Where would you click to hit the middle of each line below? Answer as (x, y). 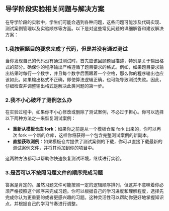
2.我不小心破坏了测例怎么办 (39, 100)
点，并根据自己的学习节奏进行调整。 (43, 203)
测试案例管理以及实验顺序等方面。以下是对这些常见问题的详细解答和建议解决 (84, 28)
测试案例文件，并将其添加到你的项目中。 (54, 148)
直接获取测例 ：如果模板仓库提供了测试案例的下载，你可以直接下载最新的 (87, 142)
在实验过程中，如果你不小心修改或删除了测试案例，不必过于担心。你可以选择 (84, 112)
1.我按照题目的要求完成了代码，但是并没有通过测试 (66, 49)
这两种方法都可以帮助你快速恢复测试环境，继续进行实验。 (65, 159)
